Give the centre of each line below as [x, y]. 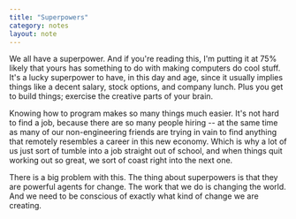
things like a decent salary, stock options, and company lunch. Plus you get [146, 87]
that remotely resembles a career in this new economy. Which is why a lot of [148, 141]
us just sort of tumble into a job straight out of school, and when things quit [146, 151]
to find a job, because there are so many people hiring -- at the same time [144, 123]
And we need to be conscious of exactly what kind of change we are [134, 196]
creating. [26, 206]
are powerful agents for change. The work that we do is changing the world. [148, 187]
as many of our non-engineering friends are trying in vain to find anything [143, 132]
